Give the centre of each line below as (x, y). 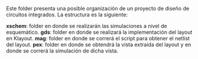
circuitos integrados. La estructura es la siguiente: (67, 15)
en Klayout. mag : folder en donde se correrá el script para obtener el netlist (98, 38)
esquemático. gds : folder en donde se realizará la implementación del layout (99, 32)
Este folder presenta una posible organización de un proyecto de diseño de (98, 8)
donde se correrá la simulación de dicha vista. (62, 51)
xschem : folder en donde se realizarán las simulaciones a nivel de (87, 26)
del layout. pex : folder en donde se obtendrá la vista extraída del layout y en (99, 44)
